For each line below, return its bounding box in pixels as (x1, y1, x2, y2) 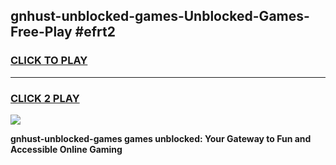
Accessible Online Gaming (10, 143, 123, 155)
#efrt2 (74, 24, 116, 41)
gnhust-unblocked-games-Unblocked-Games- (10, 8, 310, 25)
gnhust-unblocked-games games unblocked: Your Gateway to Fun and (10, 132, 312, 144)
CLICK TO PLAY (10, 54, 88, 68)
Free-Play (10, 24, 73, 41)
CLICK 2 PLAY (10, 91, 80, 105)
